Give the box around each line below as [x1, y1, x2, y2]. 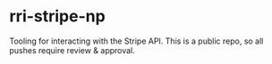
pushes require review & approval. [9, 44, 136, 55]
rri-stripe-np [9, 6, 106, 27]
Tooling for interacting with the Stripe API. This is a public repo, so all [9, 36, 264, 46]
